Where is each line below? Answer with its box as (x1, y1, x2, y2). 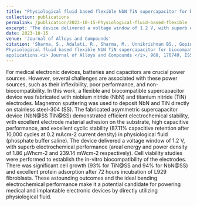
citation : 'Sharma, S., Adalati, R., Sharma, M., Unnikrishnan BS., (6, 42, 177, 48)
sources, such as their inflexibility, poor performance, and (6, 80, 145, 88)
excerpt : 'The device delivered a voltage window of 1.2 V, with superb (6, 25, 188, 31)
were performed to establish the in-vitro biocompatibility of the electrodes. (6, 156, 186, 163)
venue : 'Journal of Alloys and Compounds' (6, 36, 111, 42)
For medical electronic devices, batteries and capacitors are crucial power (6, 68, 186, 75)
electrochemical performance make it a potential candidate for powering (6, 180, 181, 188)
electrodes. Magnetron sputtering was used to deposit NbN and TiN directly (6, 99, 189, 106)
